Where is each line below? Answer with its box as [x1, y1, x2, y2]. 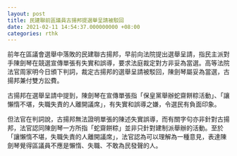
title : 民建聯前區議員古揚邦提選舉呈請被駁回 [7, 17, 125, 24]
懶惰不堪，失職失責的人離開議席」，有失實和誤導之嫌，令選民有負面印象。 [7, 100, 221, 109]
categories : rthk [7, 30, 59, 37]
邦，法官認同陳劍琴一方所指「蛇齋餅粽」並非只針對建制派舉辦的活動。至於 [7, 124, 224, 132]
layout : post [7, 10, 46, 18]
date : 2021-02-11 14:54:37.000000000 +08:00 [7, 23, 140, 30]
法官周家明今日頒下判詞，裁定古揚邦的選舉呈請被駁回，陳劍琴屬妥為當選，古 [7, 67, 230, 76]
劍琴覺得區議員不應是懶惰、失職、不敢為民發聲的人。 [7, 141, 162, 150]
